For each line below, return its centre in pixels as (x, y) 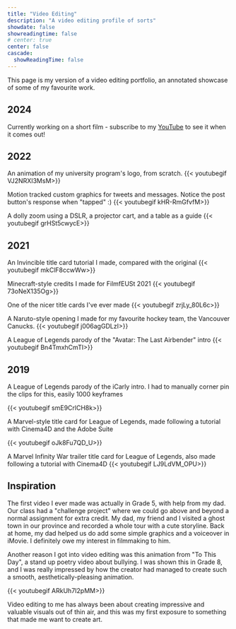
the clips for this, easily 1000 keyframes (65, 394)
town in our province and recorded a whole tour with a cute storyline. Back (116, 525)
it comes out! (26, 134)
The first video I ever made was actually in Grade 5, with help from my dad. (117, 503)
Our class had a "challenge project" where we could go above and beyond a (118, 510)
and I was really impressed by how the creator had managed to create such (117, 569)
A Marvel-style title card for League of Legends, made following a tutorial (114, 422)
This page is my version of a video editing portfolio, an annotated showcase (118, 80)
